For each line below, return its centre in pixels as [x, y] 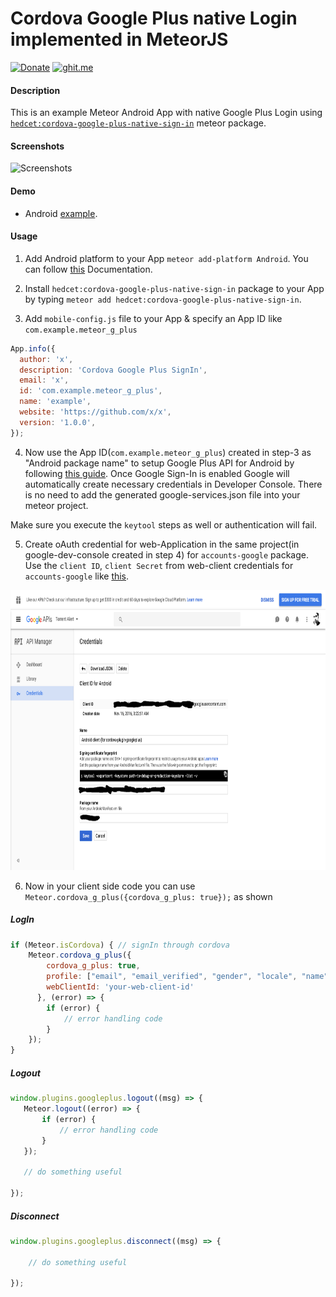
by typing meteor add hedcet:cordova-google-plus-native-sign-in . [163, 299]
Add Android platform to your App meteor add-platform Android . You [166, 258]
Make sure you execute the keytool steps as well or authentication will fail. [164, 524]
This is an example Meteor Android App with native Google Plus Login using [166, 113]
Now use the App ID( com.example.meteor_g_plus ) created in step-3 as [168, 452]
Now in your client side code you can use [110, 886]
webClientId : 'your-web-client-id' [120, 987]
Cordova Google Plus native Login [154, 18]
